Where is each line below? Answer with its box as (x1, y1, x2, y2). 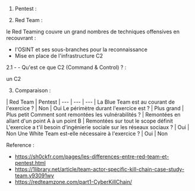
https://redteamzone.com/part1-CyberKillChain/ (14, 179, 133, 185)
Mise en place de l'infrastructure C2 (14, 52, 103, 59)
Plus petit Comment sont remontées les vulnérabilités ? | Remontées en (6, 111, 181, 118)
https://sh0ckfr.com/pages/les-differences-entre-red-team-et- (14, 153, 169, 160)
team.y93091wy (14, 172, 55, 179)
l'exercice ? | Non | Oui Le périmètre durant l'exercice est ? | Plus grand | (6, 105, 184, 112)
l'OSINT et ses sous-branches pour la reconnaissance (14, 46, 147, 53)
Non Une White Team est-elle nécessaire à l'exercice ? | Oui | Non (6, 130, 168, 137)
